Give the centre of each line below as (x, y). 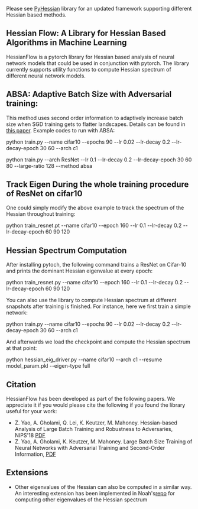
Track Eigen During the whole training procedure (98, 185)
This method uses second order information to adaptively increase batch (95, 118)
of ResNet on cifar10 (44, 194)
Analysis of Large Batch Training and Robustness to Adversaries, (94, 429)
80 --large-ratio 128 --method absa (49, 166)
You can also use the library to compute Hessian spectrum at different (91, 300)
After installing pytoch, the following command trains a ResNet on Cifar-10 (96, 265)
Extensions (27, 473)
